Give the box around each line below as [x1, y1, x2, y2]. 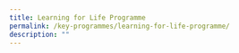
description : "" [9, 30, 70, 39]
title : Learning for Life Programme [9, 13, 146, 22]
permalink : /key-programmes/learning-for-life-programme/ [9, 22, 230, 31]
